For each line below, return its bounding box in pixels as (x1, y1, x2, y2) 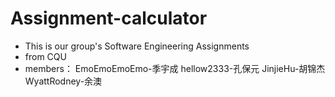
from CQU (24, 50, 67, 62)
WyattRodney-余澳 (24, 75, 103, 87)
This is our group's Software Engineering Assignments (24, 40, 250, 52)
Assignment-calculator (10, 7, 208, 30)
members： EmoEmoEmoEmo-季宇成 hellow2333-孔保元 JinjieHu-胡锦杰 (24, 62, 326, 74)
